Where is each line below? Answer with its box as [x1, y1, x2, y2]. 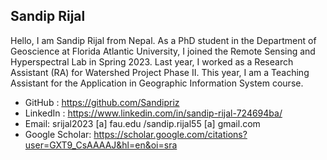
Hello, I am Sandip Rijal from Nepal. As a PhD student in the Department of [10, 34, 317, 46]
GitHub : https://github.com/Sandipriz [24, 96, 180, 108]
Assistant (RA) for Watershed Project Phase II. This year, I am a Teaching [10, 66, 310, 78]
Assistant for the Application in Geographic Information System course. [10, 77, 304, 89]
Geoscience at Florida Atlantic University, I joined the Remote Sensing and [10, 45, 316, 57]
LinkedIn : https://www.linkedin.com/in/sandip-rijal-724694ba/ [24, 107, 283, 119]
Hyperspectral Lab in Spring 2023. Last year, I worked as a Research [10, 55, 294, 68]
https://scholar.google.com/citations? [93, 128, 248, 140]
